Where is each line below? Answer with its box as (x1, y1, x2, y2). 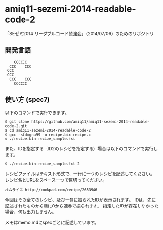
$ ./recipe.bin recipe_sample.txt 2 (5, 161, 80, 166)
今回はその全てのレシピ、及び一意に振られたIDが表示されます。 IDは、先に (5, 197, 156, 203)
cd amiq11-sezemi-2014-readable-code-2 (9, 128, 91, 133)
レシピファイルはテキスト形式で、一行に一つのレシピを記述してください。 (5, 170, 155, 177)
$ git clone (5, 119, 29, 124)
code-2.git (5, 123, 27, 128)
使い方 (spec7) (5, 95, 50, 104)
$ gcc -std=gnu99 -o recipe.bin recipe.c (5, 132, 91, 137)
